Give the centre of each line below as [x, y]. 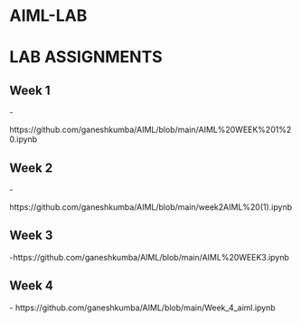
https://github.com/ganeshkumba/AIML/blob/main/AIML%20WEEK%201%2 [150, 130]
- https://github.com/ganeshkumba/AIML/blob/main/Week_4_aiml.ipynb [142, 308]
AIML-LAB [48, 16]
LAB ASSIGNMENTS [86, 57]
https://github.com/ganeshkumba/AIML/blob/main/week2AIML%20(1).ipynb [151, 207]
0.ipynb [24, 139]
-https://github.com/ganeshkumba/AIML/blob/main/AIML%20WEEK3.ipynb [149, 257]
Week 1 [30, 90]
